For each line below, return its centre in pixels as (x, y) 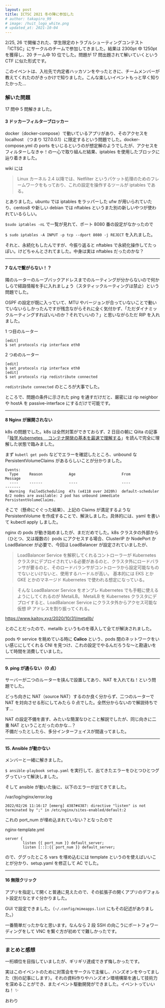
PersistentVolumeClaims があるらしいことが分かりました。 (65, 461)
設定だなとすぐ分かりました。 (39, 898)
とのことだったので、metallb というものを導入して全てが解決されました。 (80, 629)
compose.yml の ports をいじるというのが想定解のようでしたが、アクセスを (82, 145)
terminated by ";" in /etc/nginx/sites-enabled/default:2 (66, 810)
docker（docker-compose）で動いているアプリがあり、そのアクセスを (77, 133)
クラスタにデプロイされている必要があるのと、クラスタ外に (77, 561)
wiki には (14, 168)
